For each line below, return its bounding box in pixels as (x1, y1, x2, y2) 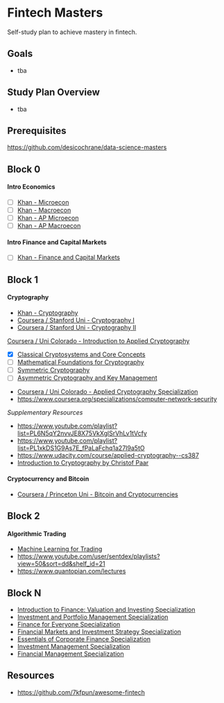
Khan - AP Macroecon (17, 222, 81, 230)
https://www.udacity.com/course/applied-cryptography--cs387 (17, 451, 200, 460)
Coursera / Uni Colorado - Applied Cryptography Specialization (17, 388, 198, 396)
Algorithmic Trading (7, 529, 67, 538)
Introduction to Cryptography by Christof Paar (17, 459, 149, 467)
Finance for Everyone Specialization (17, 620, 121, 628)
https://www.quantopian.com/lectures (17, 567, 126, 575)
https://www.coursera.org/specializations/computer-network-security (17, 395, 217, 403)
